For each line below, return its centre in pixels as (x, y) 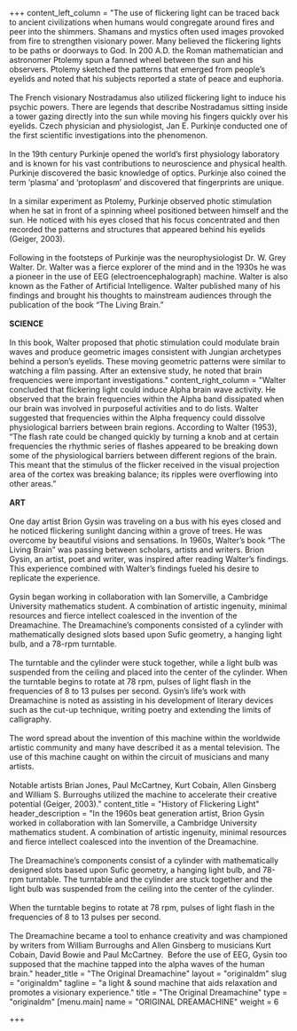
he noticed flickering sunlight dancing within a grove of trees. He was (136, 531)
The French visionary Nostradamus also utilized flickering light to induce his (148, 98)
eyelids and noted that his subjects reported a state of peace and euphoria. (146, 78)
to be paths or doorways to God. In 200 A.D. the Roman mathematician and (146, 51)
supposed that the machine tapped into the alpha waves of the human (137, 964)
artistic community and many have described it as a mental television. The (145, 747)
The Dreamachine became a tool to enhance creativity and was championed (148, 936)
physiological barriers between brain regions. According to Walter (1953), (143, 427)
